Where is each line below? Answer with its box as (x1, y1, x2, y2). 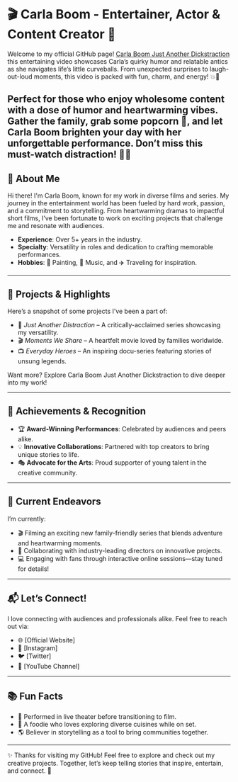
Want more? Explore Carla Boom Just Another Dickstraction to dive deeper (7, 370, 226, 379)
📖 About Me (7, 172, 60, 185)
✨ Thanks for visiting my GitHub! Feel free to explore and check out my (7, 751, 215, 759)
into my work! (7, 378, 47, 387)
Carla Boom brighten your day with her (7, 126, 182, 139)
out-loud (7, 72, 33, 81)
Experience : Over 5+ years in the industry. (17, 235, 143, 244)
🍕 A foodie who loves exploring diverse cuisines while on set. (17, 720, 197, 729)
